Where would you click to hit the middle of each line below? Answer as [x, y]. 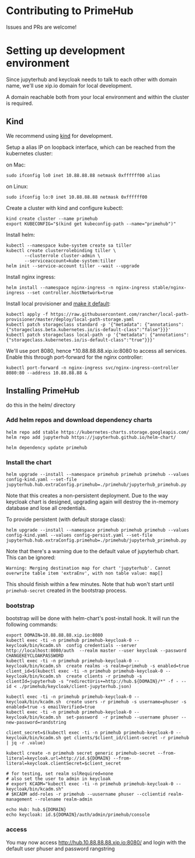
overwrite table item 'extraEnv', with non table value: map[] [85, 573]
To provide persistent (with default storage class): [66, 519]
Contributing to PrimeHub [70, 11]
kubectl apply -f [27, 314]
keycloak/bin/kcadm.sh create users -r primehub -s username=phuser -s [96, 702]
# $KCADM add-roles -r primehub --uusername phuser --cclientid [86, 794]
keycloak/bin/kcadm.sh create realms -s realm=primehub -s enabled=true [98, 666]
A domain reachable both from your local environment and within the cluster [98, 97]
